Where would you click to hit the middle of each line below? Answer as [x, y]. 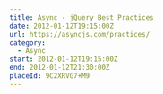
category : [28, 43]
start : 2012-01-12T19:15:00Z [64, 59]
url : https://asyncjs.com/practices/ [80, 34]
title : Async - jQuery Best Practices [81, 17]
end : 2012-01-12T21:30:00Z [60, 68]
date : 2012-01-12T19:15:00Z [62, 26]
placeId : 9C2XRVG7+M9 [50, 76]
